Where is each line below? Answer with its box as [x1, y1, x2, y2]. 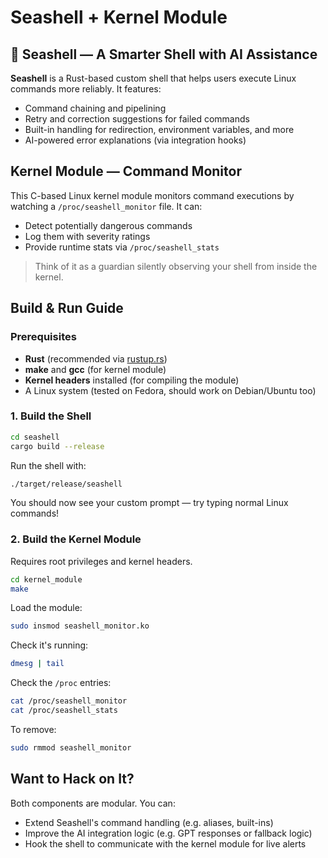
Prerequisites [10, 330, 77, 344]
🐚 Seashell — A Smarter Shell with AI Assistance [10, 46, 318, 63]
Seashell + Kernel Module [10, 6, 228, 29]
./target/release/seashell [10, 479, 123, 489]
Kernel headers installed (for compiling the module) [24, 374, 240, 386]
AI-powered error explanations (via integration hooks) [24, 134, 247, 146]
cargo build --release [10, 441, 105, 451]
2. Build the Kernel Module [10, 532, 142, 546]
